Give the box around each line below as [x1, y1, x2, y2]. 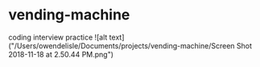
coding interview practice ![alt [8, 32, 108, 42]
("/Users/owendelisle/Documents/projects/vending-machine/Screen [8, 40, 235, 50]
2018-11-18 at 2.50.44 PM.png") [8, 49, 114, 59]
